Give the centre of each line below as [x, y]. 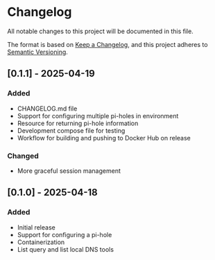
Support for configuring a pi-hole [64, 234]
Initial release [36, 227]
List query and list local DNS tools [66, 249]
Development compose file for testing [71, 130]
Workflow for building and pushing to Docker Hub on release [104, 138]
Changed [23, 156]
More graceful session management [69, 171]
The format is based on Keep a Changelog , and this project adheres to [108, 44]
